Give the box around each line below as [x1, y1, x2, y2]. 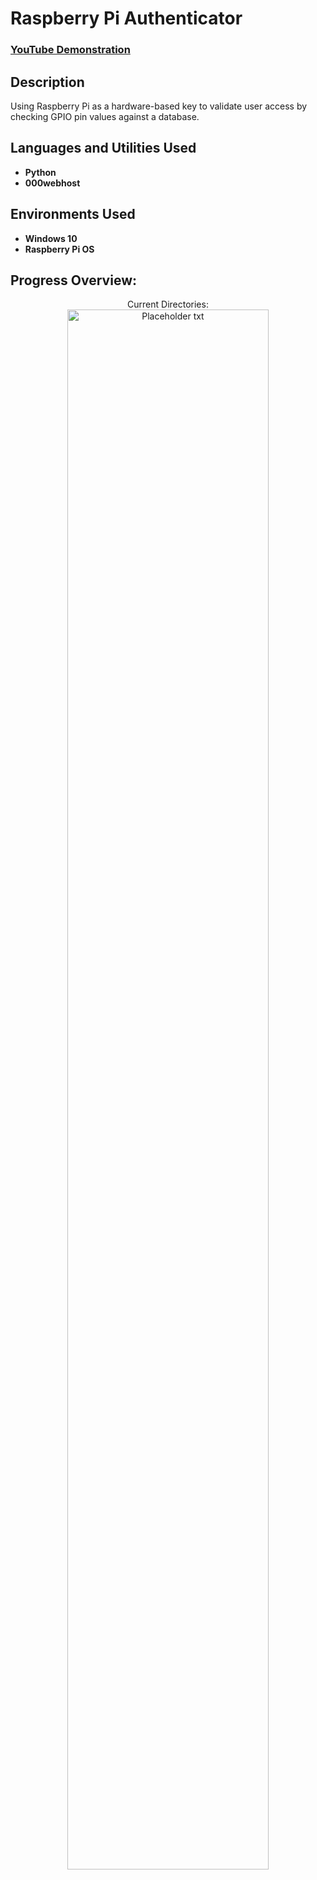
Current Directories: [127, 298, 209, 311]
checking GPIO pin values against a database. [10, 110, 200, 122]
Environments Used [10, 206, 136, 223]
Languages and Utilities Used [10, 140, 197, 157]
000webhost [24, 177, 81, 189]
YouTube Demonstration [10, 43, 131, 57]
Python [24, 166, 57, 178]
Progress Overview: [10, 272, 137, 289]
